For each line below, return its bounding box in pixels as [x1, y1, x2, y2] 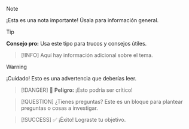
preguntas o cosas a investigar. [20, 104, 99, 112]
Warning [6, 63, 27, 70]
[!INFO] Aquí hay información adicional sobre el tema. [20, 52, 154, 59]
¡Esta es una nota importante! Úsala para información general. [6, 17, 159, 23]
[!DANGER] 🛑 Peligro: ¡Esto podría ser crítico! [20, 86, 133, 94]
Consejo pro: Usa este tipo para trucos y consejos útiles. [6, 40, 147, 47]
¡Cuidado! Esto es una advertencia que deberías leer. [6, 75, 137, 82]
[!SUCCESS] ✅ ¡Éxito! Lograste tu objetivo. [20, 116, 126, 123]
